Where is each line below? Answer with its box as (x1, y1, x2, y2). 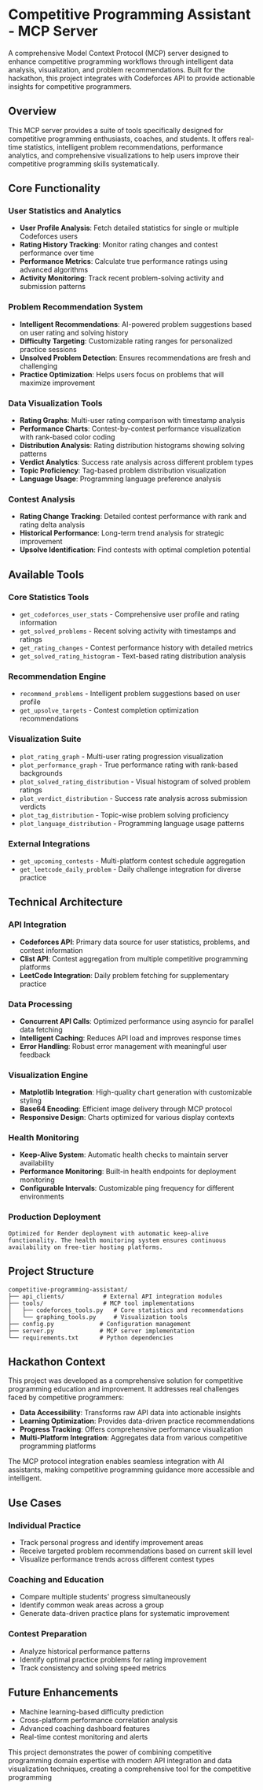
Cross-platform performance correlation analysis (19, 1715, 178, 1725)
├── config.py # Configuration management (8, 1320, 192, 1328)
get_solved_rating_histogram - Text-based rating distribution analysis (19, 651, 247, 661)
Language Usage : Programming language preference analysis (19, 474, 221, 484)
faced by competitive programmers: (8, 1392, 124, 1403)
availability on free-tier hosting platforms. (8, 1243, 163, 1251)
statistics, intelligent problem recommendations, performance (24, 142, 224, 151)
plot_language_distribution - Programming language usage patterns (19, 818, 245, 828)
